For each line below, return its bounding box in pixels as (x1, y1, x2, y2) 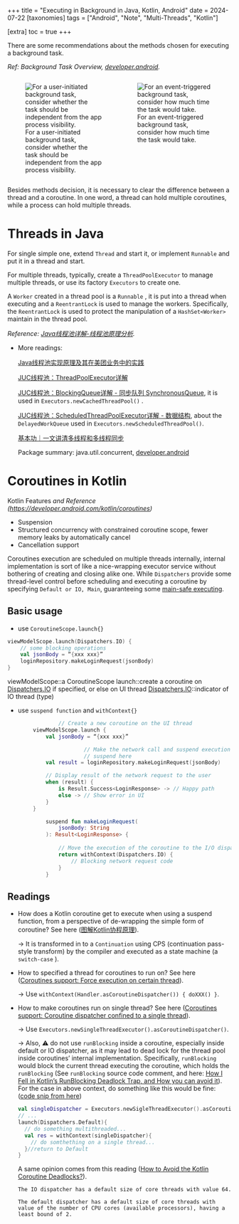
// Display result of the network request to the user (45, 772, 212, 779)
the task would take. (137, 135, 197, 144)
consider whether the (25, 143, 88, 152)
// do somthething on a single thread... (31, 1139, 155, 1146)
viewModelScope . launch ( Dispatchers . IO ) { (7, 638, 132, 645)
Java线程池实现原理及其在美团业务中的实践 (17, 358, 144, 366)
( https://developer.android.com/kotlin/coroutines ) (7, 504, 153, 512)
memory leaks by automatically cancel (17, 533, 131, 542)
